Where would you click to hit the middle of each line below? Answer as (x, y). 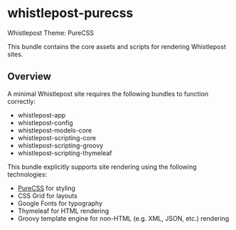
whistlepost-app (42, 115)
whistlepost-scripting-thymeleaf (65, 153)
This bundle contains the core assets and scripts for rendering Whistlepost (117, 46)
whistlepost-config (45, 122)
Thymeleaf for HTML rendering (63, 211)
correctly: (22, 101)
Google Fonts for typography (60, 203)
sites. (15, 54)
